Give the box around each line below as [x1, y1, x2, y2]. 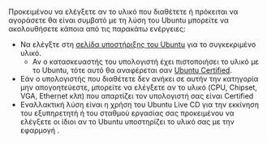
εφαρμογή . [19, 125, 59, 135]
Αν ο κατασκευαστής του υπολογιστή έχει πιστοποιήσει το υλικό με [32, 57, 260, 66]
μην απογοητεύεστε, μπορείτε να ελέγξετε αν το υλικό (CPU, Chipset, [19, 82, 258, 92]
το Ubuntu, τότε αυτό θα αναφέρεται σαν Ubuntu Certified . [32, 65, 233, 75]
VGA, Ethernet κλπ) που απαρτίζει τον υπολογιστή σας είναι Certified [19, 91, 254, 100]
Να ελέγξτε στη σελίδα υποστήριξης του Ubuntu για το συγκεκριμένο [19, 40, 256, 49]
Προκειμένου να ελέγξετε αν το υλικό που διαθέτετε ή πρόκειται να [8, 7, 239, 16]
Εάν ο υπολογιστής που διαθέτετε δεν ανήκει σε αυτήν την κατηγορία [19, 74, 259, 83]
